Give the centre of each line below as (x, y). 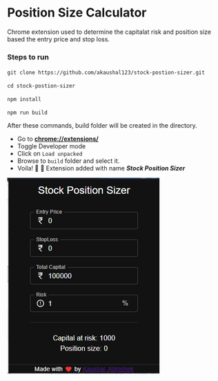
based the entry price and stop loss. (59, 39)
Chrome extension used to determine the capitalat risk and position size (109, 32)
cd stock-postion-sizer (41, 86)
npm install (24, 99)
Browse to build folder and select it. (68, 161)
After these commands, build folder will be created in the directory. (102, 126)
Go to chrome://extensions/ (58, 139)
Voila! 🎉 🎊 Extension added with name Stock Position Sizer (101, 168)
